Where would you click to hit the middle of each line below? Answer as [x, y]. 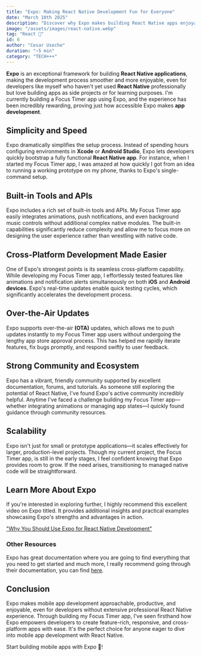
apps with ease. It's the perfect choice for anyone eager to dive [106, 629]
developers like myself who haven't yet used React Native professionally [96, 86]
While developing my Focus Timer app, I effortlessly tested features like [95, 275]
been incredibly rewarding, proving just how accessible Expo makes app [96, 105]
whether [16, 406]
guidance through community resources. [56, 412]
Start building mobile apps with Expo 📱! [55, 647]
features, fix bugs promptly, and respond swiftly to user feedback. [88, 347]
